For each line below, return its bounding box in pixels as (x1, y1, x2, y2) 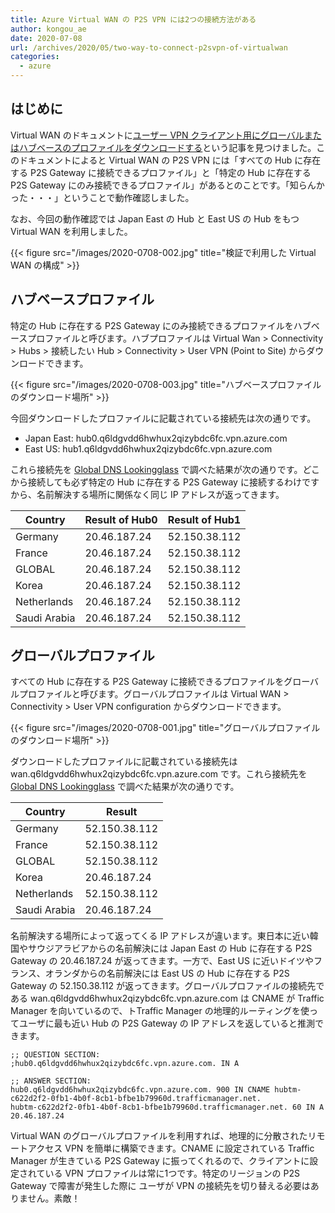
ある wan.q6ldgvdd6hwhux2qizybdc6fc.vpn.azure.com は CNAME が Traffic (10, 992, 325, 1005)
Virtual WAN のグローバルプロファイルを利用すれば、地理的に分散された (10, 1130, 308, 1142)
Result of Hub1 (167, 512, 242, 526)
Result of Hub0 (84, 512, 158, 526)
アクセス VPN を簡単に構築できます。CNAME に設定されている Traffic (27, 1142, 315, 1155)
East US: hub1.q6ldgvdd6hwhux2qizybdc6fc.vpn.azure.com (24, 442, 273, 455)
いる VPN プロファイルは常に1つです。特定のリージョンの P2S (44, 1167, 301, 1180)
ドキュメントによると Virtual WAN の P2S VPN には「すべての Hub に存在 (18, 154, 322, 166)
